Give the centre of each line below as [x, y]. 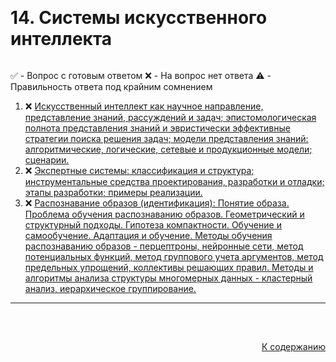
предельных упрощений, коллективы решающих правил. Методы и [169, 268]
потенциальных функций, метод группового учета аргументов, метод [174, 257]
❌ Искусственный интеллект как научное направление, [144, 106]
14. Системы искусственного [139, 18]
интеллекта [61, 39]
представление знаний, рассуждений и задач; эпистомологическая [170, 118]
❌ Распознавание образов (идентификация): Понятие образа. [157, 203]
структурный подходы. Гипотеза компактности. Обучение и [153, 225]
